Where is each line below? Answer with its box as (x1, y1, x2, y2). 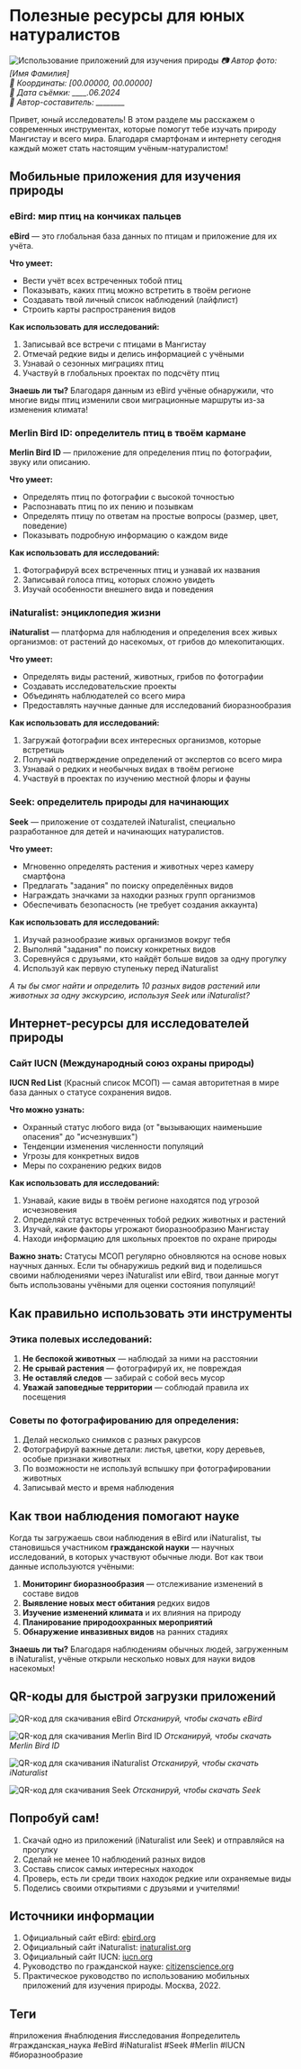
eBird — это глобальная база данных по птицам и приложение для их (9, 231, 278, 242)
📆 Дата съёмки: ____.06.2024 (9, 87, 120, 97)
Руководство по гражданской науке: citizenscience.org (22, 1961, 235, 1972)
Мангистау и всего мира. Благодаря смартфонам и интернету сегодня (9, 132, 281, 144)
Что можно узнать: (9, 1105, 85, 1116)
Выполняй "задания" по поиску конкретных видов (22, 943, 217, 954)
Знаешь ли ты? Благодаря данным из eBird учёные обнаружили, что (9, 385, 274, 396)
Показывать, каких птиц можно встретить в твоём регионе (22, 285, 252, 296)
